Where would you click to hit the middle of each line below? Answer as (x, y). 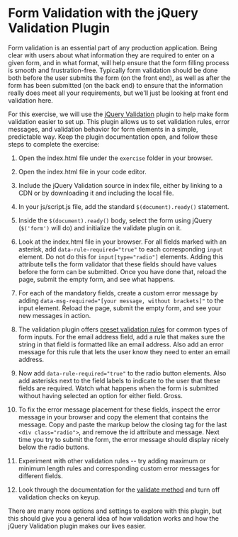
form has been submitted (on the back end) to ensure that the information (116, 85)
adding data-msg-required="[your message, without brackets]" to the (121, 300)
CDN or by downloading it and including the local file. (96, 193)
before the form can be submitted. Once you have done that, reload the (123, 271)
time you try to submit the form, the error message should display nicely (124, 439)
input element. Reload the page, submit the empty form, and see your (120, 308)
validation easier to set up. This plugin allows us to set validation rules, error (119, 121)
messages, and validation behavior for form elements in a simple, (103, 129)
